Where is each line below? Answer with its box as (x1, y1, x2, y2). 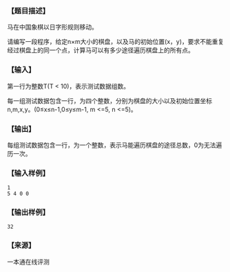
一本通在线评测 (7, 258, 50, 266)
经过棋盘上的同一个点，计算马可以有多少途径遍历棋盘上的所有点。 (7, 46, 194, 54)
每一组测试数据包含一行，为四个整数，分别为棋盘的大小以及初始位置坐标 (7, 96, 212, 104)
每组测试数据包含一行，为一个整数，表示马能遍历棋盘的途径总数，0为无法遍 (7, 141, 222, 149)
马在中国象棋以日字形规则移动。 (7, 23, 98, 32)
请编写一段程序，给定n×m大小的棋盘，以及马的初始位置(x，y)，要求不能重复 (7, 38, 224, 46)
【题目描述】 (7, 5, 50, 15)
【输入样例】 (7, 168, 50, 178)
